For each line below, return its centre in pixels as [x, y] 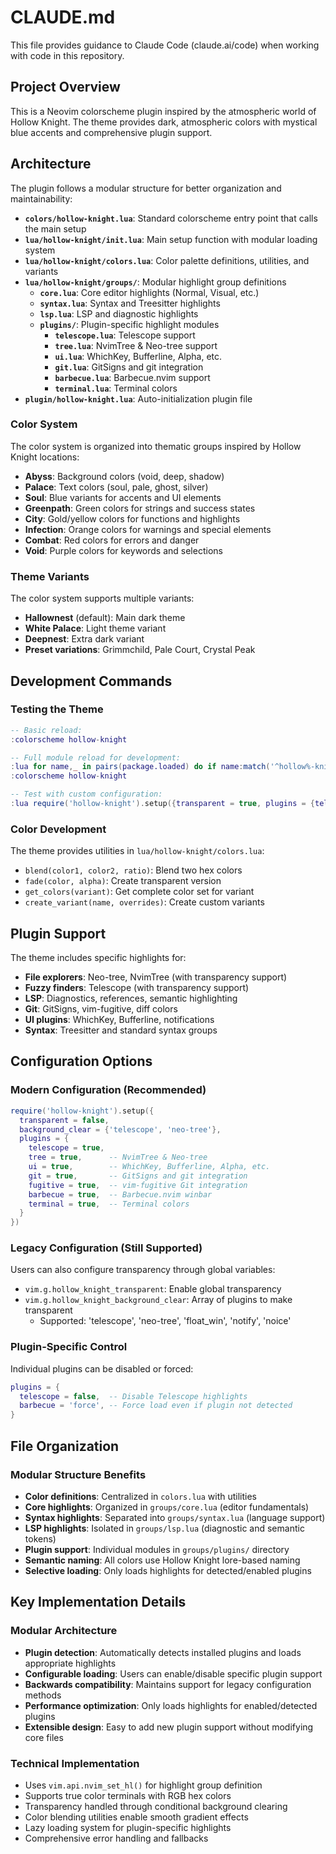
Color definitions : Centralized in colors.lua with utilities [141, 1496]
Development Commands [91, 681]
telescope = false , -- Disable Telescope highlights [133, 1396]
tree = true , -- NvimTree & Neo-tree [118, 1157]
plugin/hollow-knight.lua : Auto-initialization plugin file [138, 398]
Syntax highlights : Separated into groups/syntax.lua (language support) [175, 1517]
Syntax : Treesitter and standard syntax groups [121, 1030]
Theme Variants [50, 576]
